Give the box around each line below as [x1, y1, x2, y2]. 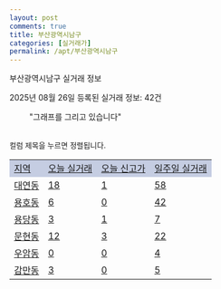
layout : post [9, 13, 59, 23]
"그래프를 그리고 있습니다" [29, 111, 122, 122]
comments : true [9, 22, 67, 31]
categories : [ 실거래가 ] [9, 38, 92, 48]
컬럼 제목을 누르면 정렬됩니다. [9, 140, 107, 150]
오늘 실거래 [48, 162, 93, 175]
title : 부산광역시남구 [9, 30, 82, 39]
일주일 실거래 [153, 162, 207, 175]
